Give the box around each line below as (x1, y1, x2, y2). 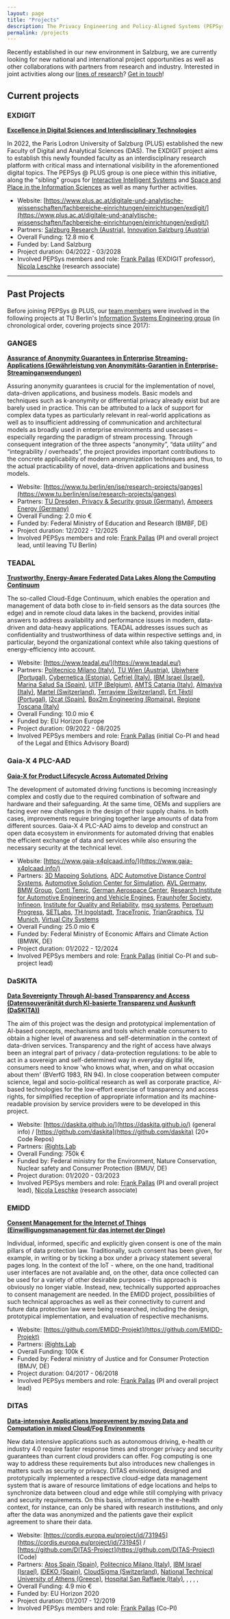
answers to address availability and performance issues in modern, (7, 616, 196, 625)
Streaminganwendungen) (7, 369, 82, 377)
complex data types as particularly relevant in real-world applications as (7, 411, 211, 420)
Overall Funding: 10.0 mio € (16, 710, 94, 718)
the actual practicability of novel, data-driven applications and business (7, 462, 209, 470)
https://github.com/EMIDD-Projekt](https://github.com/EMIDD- (45, 1326, 223, 1334)
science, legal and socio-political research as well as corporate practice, (7, 1077, 212, 1086)
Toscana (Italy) (16, 702, 60, 711)
